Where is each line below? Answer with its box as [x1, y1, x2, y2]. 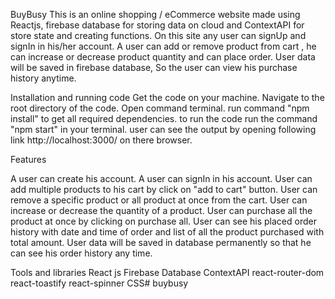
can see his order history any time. [10, 247, 153, 259]
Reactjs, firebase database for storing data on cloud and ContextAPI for [10, 19, 305, 31]
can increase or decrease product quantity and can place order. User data [10, 51, 316, 63]
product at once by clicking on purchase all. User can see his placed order [10, 215, 317, 227]
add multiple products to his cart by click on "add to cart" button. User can [10, 184, 318, 195]
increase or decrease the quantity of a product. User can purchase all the [10, 205, 313, 216]
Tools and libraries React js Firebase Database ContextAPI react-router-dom [10, 267, 325, 278]
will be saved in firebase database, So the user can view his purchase [10, 62, 298, 73]
